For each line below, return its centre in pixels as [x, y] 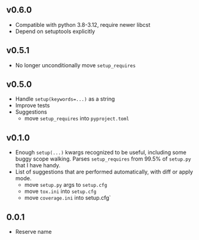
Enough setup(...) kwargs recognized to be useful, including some [101, 153]
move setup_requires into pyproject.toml [77, 118]
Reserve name [33, 232]
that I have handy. [38, 165]
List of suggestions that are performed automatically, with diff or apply [104, 172]
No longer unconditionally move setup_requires [75, 65]
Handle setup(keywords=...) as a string [65, 99]
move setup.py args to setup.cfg [66, 185]
